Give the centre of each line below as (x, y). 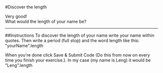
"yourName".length (24, 46)
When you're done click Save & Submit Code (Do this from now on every (78, 55)
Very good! (16, 16)
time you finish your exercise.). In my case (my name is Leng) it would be (78, 60)
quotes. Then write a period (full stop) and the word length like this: (72, 40)
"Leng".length (19, 65)
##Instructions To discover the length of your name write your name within (80, 35)
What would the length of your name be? (46, 22)
